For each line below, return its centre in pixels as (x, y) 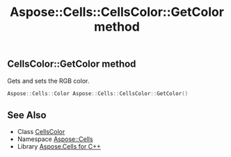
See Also (27, 115)
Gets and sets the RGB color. (48, 81)
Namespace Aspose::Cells (55, 139)
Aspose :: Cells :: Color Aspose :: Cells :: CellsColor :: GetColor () (98, 93)
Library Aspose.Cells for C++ (59, 147)
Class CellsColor (41, 132)
